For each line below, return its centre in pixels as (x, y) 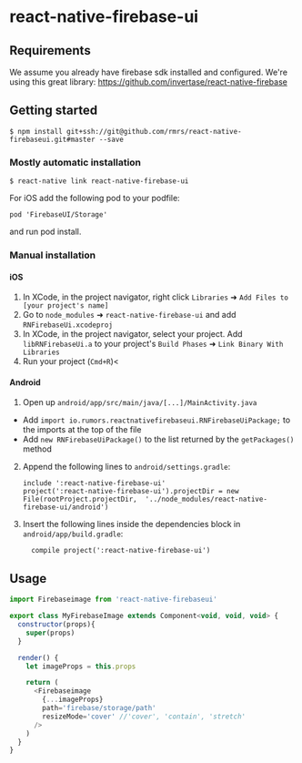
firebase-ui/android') (65, 507)
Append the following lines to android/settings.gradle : (126, 467)
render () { (38, 657)
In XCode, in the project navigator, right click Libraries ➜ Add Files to (156, 297)
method (37, 449)
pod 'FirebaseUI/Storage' (58, 215)
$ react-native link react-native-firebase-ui (99, 181)
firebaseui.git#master (52, 139)
